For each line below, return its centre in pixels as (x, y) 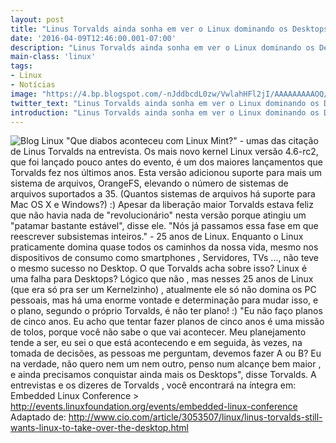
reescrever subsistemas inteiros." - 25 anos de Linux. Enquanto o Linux (157, 237)
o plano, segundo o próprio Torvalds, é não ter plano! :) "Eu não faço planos (166, 311)
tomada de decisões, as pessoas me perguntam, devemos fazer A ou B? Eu (166, 353)
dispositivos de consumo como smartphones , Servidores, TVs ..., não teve (164, 258)
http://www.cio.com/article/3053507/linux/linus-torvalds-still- (195, 417)
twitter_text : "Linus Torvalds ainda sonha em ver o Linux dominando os (165, 103)
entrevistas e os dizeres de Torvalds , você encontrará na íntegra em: (153, 385)
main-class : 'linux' (53, 57)
